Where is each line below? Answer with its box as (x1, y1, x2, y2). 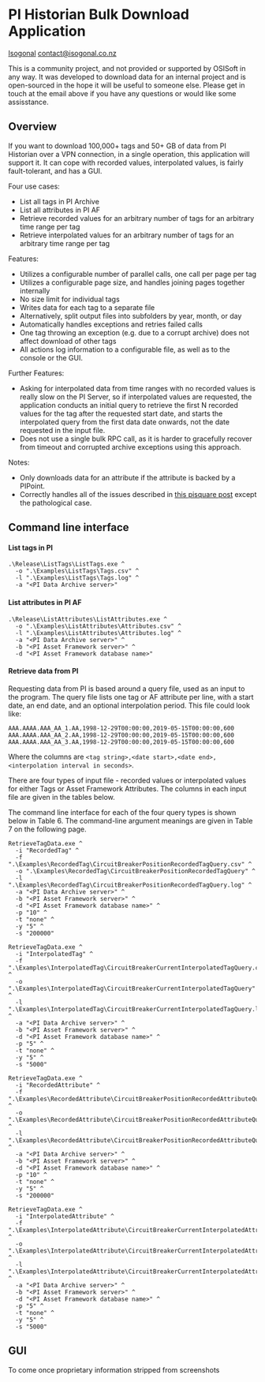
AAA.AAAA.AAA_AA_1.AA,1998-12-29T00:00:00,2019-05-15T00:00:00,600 (8, 724, 235, 732)
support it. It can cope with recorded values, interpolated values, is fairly (8, 158, 244, 167)
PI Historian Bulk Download (8, 6, 190, 24)
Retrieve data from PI (8, 667, 79, 676)
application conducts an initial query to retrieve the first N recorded (19, 400, 239, 409)
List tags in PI (8, 543, 54, 552)
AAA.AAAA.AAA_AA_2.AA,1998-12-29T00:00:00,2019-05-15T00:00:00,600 (8, 731, 235, 739)
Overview (8, 120, 58, 133)
